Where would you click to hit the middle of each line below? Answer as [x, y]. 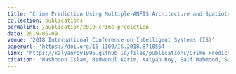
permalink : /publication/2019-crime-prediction [78, 27]
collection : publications [45, 20]
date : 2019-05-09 [33, 33]
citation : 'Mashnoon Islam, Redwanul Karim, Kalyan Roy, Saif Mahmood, [114, 60]
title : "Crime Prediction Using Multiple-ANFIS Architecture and [105, 14]
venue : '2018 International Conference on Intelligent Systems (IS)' [111, 40]
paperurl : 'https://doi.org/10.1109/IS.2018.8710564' [88, 47]
